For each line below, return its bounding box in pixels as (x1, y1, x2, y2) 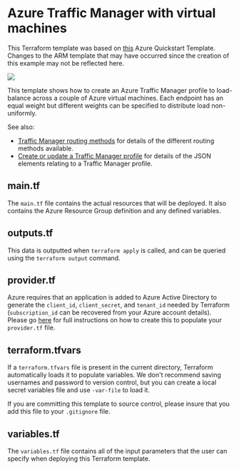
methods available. (17, 144, 73, 153)
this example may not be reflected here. (7, 58, 125, 67)
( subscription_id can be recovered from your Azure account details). (7, 308, 212, 317)
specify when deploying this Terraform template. (7, 454, 151, 463)
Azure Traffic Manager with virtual (7, 5, 216, 21)
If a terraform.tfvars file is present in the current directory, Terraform (7, 363, 213, 372)
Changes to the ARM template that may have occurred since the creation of (7, 51, 230, 60)
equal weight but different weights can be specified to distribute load (7, 101, 210, 110)
